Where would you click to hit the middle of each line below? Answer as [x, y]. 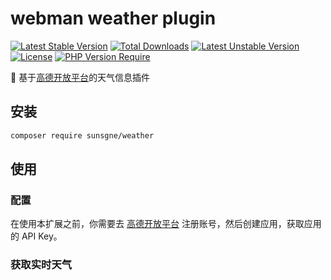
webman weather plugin [113, 18]
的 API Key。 [36, 236]
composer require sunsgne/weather [82, 135]
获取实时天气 [41, 265]
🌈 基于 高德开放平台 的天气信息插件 [80, 77]
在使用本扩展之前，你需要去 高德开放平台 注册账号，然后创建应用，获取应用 [166, 224]
